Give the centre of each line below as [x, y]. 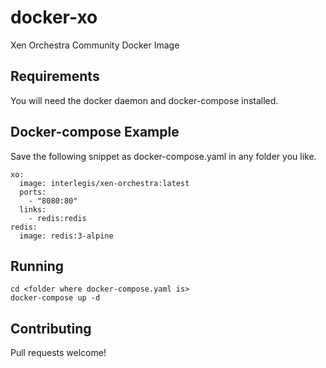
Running [37, 266]
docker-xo [54, 17]
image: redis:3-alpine [66, 236]
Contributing [51, 328]
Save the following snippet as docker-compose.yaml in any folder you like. [163, 156]
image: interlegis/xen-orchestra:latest [104, 183]
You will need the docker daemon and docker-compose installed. [144, 100]
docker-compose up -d [55, 298]
